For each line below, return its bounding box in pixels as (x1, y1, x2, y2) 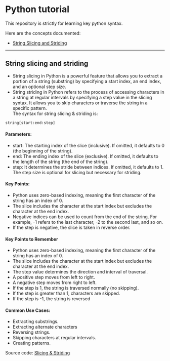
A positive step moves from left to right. (12, 274, 95, 280)
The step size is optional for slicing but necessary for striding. (12, 169, 142, 175)
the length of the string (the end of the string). (12, 158, 109, 165)
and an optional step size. (12, 84, 67, 90)
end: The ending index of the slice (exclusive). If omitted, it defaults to (12, 153, 158, 159)
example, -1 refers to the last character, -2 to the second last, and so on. (12, 219, 163, 225)
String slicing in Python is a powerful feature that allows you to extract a (12, 72, 163, 79)
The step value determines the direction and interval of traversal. (12, 269, 148, 275)
